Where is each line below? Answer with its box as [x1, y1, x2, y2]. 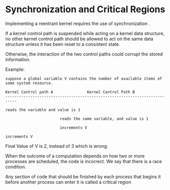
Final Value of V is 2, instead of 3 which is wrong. [5, 143, 109, 149]
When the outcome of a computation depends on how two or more [5, 153, 145, 159]
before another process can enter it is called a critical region [5, 179, 131, 185]
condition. [5, 164, 26, 170]
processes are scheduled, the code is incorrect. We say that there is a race [5, 158, 162, 164]
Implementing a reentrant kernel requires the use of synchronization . [5, 20, 150, 26]
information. [5, 56, 31, 62]
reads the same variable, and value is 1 [59, 116, 149, 121]
